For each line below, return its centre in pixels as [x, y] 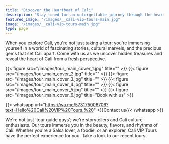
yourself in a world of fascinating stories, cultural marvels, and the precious [83, 48]
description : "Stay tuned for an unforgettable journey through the [78, 15]
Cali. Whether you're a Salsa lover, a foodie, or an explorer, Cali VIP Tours [81, 130]
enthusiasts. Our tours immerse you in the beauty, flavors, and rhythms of [82, 125]
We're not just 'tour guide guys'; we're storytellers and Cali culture [74, 120]
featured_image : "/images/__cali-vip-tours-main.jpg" [63, 19]
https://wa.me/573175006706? [77, 105]
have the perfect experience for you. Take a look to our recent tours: [76, 136]
